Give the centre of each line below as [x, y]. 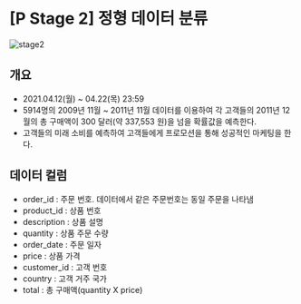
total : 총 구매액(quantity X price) [83, 289]
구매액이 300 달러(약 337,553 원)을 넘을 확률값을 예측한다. [153, 121]
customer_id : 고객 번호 [65, 267]
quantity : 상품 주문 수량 [65, 233]
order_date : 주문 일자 [62, 244]
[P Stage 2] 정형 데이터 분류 [109, 19]
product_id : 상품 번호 [62, 211]
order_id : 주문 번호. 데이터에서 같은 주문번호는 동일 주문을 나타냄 [138, 199]
